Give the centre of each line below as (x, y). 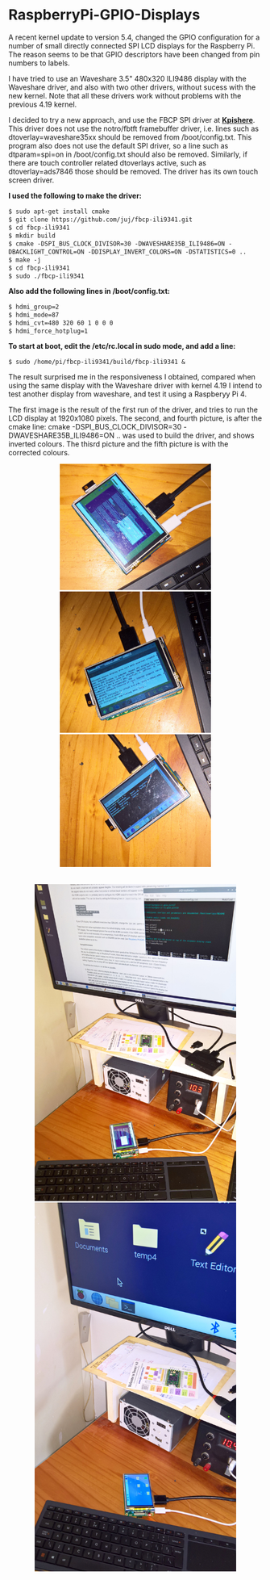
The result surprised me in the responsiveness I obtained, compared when (132, 376)
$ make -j (25, 260)
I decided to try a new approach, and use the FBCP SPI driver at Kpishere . (132, 119)
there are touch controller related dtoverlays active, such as (108, 162)
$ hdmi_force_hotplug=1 (48, 331)
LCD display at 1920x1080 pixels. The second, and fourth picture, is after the (135, 418)
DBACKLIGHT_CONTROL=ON (46, 252)
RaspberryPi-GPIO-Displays (104, 15)
